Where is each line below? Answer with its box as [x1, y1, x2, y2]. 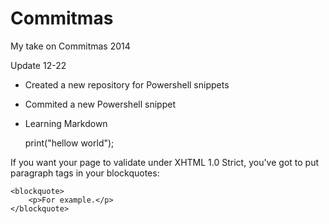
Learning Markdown [24, 117, 108, 129]
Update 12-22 [10, 59, 67, 71]
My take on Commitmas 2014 [10, 40, 131, 52]
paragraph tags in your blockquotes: [10, 167, 160, 179]
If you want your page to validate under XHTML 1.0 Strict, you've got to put [10, 156, 320, 168]
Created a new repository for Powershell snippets [24, 78, 230, 91]
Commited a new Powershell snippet [24, 98, 176, 110]
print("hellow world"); [24, 137, 115, 149]
